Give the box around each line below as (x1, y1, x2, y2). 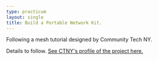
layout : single (6, 14, 44, 20)
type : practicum (6, 8, 46, 15)
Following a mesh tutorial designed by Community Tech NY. (6, 36, 153, 43)
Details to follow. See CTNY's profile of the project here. (6, 48, 144, 55)
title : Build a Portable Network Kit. (6, 20, 102, 26)
